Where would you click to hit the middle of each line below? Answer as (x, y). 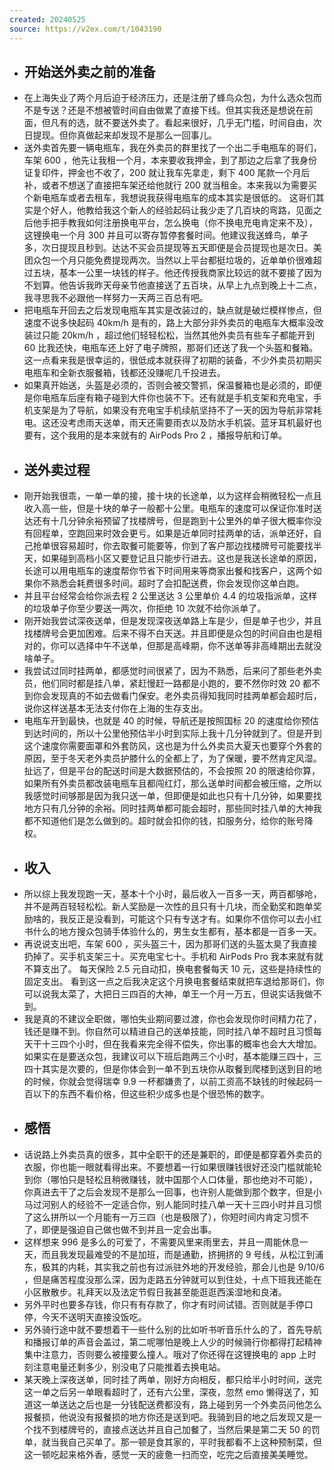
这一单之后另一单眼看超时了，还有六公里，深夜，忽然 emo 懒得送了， (167, 1392)
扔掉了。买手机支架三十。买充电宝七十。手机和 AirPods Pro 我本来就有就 (173, 956)
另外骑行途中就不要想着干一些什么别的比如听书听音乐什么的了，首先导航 (172, 1329)
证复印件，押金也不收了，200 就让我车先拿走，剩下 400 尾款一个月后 (167, 173)
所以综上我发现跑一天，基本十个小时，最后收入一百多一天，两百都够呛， (172, 893)
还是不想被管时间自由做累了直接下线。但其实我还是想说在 (186, 110)
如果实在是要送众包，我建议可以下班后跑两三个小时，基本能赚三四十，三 (172, 1056)
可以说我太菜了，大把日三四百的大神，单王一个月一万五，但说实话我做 (168, 993)
